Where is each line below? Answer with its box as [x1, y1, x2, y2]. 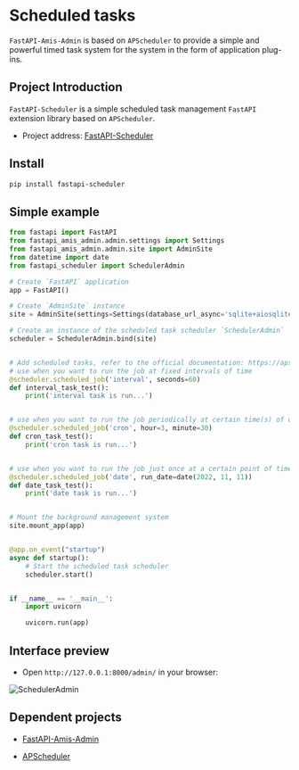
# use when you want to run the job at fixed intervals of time [9, 367, 253, 376]
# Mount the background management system [9, 513, 169, 522]
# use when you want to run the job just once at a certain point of [9, 464, 273, 473]
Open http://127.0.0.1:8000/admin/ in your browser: [21, 667, 218, 677]
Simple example [9, 204, 101, 219]
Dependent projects [9, 710, 122, 725]
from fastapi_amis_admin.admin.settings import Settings [9, 236, 225, 245]
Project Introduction [9, 79, 123, 95]
